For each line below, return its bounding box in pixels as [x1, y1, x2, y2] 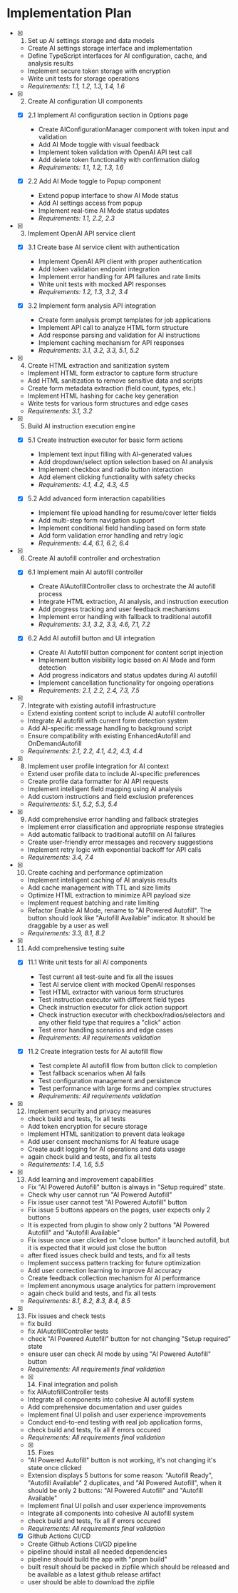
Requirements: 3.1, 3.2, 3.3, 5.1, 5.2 [38, 346, 140, 355]
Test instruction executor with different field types [38, 995, 185, 1004]
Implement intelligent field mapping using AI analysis [27, 785, 182, 793]
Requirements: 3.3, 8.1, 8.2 [27, 929, 105, 938]
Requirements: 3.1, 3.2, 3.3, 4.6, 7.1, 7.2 [38, 620, 150, 629]
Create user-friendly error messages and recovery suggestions [27, 838, 214, 847]
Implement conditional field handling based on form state [38, 523, 206, 533]
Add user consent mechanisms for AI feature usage [27, 1137, 180, 1145]
